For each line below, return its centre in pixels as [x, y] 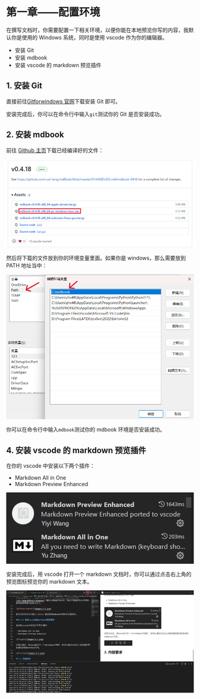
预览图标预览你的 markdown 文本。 [49, 582]
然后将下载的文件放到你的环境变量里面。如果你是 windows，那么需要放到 [96, 258]
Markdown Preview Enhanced [51, 484]
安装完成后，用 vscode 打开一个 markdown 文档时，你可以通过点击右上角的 [99, 574]
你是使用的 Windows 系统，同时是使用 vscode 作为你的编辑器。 [89, 37]
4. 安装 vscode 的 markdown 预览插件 [76, 450]
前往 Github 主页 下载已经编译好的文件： [55, 150]
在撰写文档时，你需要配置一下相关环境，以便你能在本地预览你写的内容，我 [97, 30]
